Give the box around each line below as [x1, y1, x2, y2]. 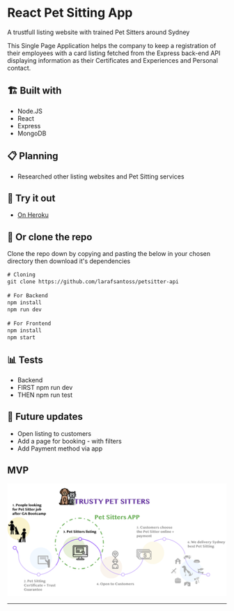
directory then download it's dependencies [7, 257, 131, 266]
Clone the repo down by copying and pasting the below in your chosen [7, 250, 211, 258]
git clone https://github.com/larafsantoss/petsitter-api [7, 278, 179, 285]
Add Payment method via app [17, 444, 103, 453]
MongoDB [17, 129, 47, 137]
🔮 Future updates [7, 411, 84, 423]
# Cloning [7, 271, 36, 278]
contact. [7, 63, 31, 72]
